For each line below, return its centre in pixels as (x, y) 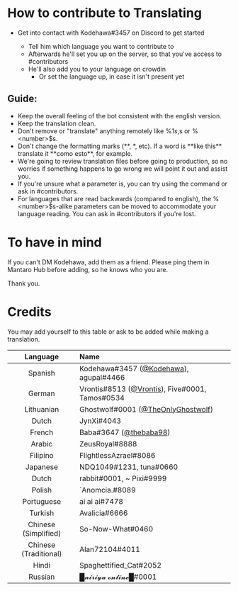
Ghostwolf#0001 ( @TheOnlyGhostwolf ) (146, 409)
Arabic (42, 444)
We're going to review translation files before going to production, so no (123, 161)
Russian (41, 577)
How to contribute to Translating (104, 13)
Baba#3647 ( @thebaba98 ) (125, 432)
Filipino (42, 455)
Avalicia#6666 (103, 513)
